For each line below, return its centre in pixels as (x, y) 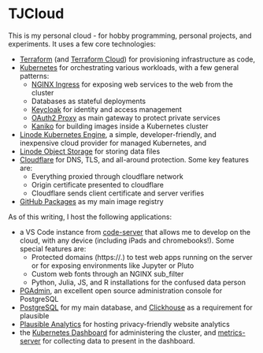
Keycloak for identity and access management (107, 109)
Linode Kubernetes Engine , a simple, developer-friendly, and (118, 134)
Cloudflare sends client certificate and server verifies (118, 193)
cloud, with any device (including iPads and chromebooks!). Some (127, 240)
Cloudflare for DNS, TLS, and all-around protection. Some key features (134, 159)
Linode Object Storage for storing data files (90, 151)
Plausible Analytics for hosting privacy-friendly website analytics (124, 324)
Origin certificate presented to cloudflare (97, 184)
